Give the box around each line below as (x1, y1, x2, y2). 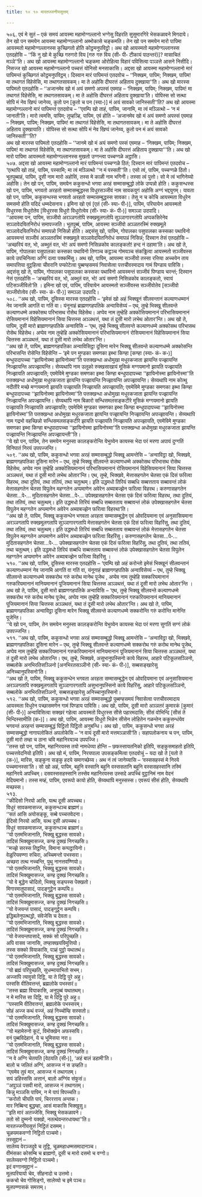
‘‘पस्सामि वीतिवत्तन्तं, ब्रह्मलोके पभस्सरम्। (6, 1000, 83, 1007)
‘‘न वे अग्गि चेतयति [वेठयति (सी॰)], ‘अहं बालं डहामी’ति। (6, 1054, 113, 1061)
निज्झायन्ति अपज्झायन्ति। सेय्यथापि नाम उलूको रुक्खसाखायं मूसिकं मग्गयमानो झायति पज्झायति (6, 363, 182, 370)
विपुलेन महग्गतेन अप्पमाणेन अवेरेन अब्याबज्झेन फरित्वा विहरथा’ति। (6, 505, 129, 512)
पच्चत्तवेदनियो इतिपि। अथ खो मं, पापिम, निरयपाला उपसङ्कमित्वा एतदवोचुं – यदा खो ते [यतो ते (6, 749, 183, 756)
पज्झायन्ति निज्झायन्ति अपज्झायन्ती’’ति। (6, 430, 81, 438)
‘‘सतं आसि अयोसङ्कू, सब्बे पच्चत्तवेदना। (6, 810, 84, 817)
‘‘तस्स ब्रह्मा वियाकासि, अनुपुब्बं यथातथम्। (6, 987, 85, 994)
